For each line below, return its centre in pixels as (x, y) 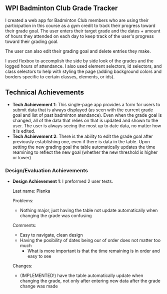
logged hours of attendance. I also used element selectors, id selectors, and (83, 66)
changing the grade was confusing (56, 215)
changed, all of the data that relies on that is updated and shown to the (85, 120)
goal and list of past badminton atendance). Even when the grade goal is (87, 115)
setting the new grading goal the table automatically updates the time (84, 147)
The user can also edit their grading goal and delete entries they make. (78, 51)
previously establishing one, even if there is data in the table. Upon (81, 141)
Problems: (23, 200)
